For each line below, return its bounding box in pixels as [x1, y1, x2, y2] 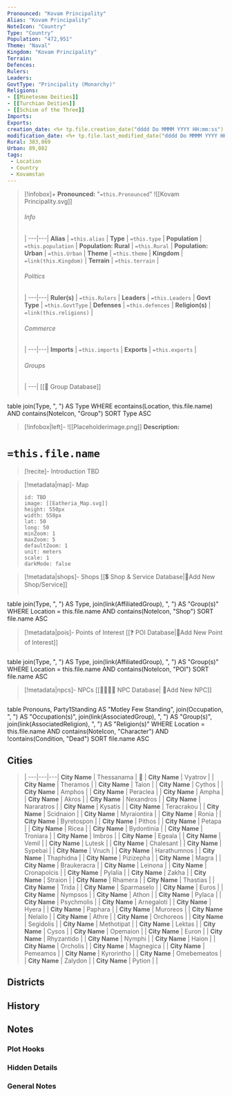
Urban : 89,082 [7, 145, 48, 152]
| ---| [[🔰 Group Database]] [23, 383, 101, 391]
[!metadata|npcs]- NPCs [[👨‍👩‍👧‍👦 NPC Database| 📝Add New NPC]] [23, 686, 212, 695]
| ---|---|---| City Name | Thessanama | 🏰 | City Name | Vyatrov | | [23, 773, 214, 782]
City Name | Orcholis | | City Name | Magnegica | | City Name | [23, 942, 205, 950]
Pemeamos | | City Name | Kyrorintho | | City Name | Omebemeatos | [23, 949, 222, 958]
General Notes [7, 1081, 57, 1090]
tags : [7, 151, 23, 159]
